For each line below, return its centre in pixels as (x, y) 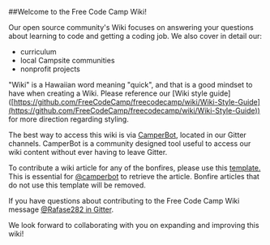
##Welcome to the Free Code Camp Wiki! (78, 12)
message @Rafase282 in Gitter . (61, 209)
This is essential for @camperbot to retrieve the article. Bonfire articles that (134, 176)
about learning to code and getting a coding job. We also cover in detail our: (135, 36)
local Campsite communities (67, 60)
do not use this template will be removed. (77, 185)
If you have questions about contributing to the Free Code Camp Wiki (124, 201)
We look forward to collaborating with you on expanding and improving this (134, 225)
